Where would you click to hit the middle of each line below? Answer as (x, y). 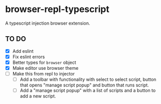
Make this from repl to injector (44, 74)
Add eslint (23, 51)
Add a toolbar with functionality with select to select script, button (88, 79)
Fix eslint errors (29, 57)
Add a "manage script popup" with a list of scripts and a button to (88, 90)
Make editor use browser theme (45, 68)
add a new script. (38, 96)
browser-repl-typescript (57, 9)
